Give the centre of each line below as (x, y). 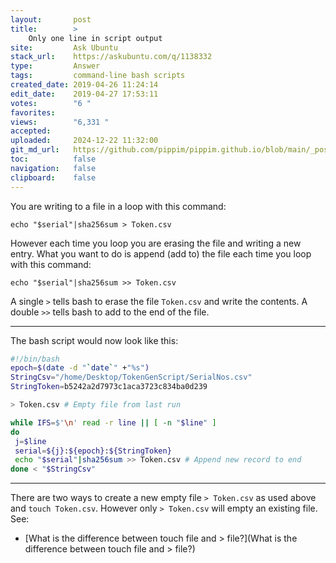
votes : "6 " (51, 103)
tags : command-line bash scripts (98, 76)
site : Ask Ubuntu (64, 47)
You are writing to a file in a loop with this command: (118, 206)
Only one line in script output (95, 38)
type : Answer (55, 66)
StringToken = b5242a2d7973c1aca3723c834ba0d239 (109, 387)
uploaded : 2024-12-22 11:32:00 (84, 141)
